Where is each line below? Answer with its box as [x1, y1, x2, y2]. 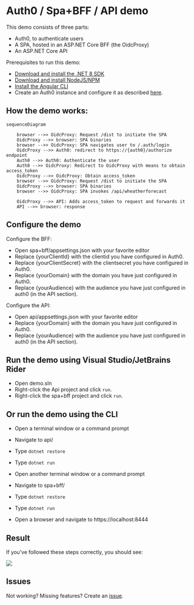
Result [6, 533, 31, 543]
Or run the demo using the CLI [6, 409, 118, 419]
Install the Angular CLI [14, 82, 69, 89]
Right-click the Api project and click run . [14, 386, 112, 393]
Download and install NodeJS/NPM [14, 76, 100, 83]
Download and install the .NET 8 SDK [14, 70, 105, 77]
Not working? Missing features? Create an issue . [6, 592, 123, 599]
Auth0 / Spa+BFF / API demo [6, 4, 149, 18]
